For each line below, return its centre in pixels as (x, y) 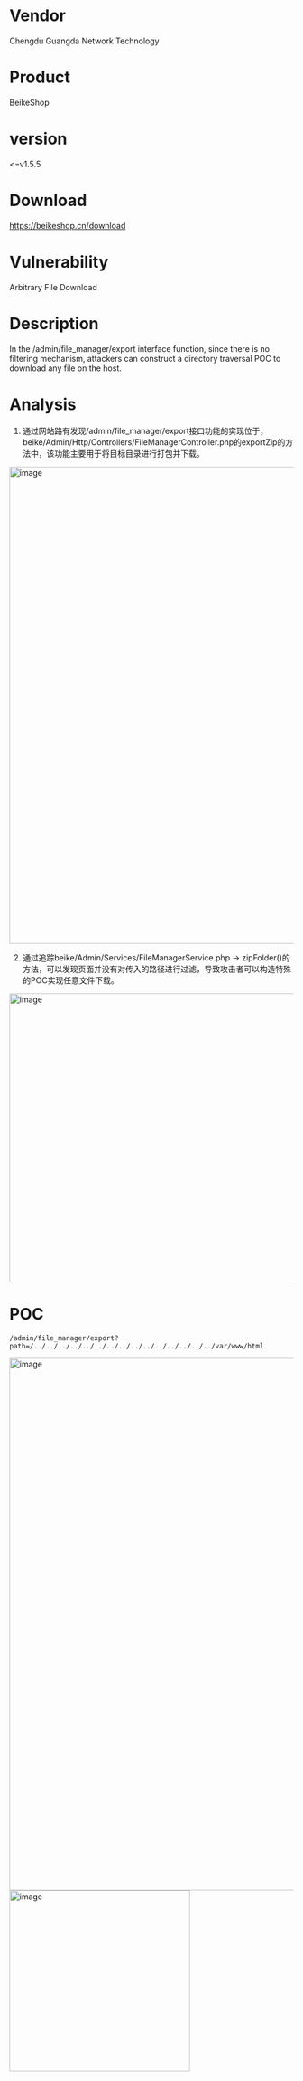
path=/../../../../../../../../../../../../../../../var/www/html (137, 1346)
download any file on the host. (65, 368)
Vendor (37, 16)
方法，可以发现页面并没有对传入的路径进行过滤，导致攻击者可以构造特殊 (156, 969)
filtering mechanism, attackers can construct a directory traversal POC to (145, 358)
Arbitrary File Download (53, 287)
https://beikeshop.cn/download (68, 225)
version (38, 139)
